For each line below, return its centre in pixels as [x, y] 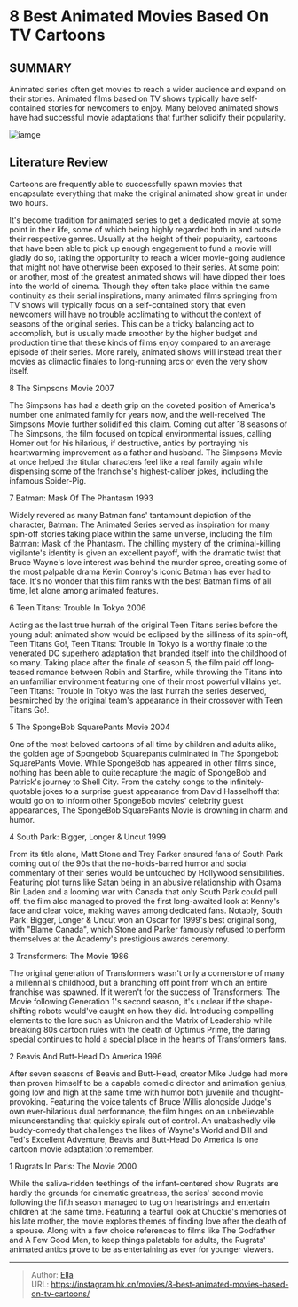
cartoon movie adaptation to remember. [82, 1149]
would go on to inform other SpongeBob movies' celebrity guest [126, 800]
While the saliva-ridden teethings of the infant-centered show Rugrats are [144, 1183]
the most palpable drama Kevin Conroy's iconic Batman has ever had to [140, 571]
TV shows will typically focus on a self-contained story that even [127, 304]
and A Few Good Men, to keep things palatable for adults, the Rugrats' [137, 1240]
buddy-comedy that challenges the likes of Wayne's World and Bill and [138, 1130]
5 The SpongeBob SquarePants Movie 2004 [90, 727]
